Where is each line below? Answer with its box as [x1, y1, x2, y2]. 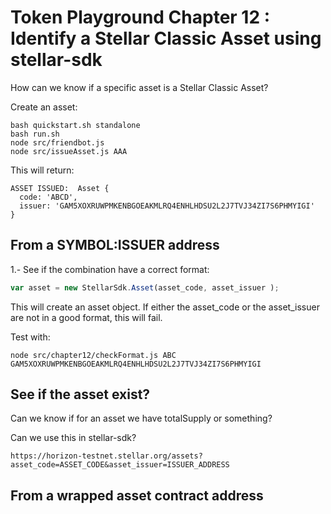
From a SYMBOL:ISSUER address [10, 237, 220, 254]
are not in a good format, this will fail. [10, 311, 163, 323]
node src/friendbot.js [10, 137, 105, 148]
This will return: [10, 164, 75, 176]
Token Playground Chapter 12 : [10, 6, 271, 29]
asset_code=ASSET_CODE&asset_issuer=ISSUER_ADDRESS [10, 460, 230, 470]
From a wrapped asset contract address [10, 487, 264, 504]
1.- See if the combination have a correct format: [10, 263, 210, 275]
